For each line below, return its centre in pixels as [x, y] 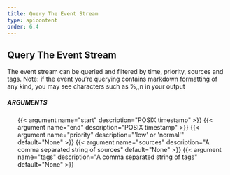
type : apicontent [33, 20]
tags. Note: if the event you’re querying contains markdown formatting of [113, 79]
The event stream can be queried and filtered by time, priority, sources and [115, 72]
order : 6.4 [23, 26]
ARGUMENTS [27, 102]
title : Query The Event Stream [53, 14]
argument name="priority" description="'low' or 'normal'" [101, 135]
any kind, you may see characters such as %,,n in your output [96, 86]
